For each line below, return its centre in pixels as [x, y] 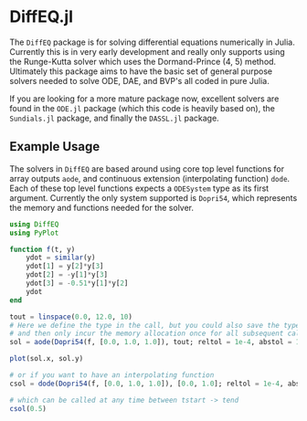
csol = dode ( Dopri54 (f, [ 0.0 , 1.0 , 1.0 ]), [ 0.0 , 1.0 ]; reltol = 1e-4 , [147, 384]
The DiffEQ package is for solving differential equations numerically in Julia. [152, 42]
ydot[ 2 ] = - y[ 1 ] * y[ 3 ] [67, 275]
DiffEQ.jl [41, 17]
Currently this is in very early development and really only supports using [147, 51]
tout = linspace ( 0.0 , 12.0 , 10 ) [71, 317]
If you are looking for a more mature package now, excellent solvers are [144, 99]
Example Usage [55, 147]
